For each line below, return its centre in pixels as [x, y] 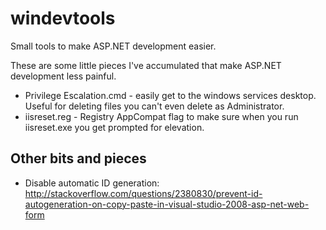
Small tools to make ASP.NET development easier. [113, 46]
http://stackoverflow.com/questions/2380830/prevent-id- [143, 193]
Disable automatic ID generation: [92, 183]
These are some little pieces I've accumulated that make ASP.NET [146, 65]
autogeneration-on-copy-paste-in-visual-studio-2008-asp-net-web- [167, 204]
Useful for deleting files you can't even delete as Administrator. [154, 106]
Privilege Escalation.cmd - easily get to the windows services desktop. [170, 95]
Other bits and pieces [78, 158]
